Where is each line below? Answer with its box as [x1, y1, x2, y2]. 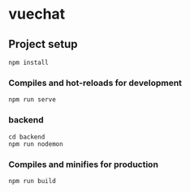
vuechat [8, 5, 66, 23]
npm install [8, 58, 49, 66]
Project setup [8, 37, 79, 51]
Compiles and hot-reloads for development [8, 77, 183, 88]
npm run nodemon [8, 139, 63, 148]
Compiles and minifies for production [8, 159, 158, 170]
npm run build [8, 177, 57, 185]
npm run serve [8, 96, 57, 104]
